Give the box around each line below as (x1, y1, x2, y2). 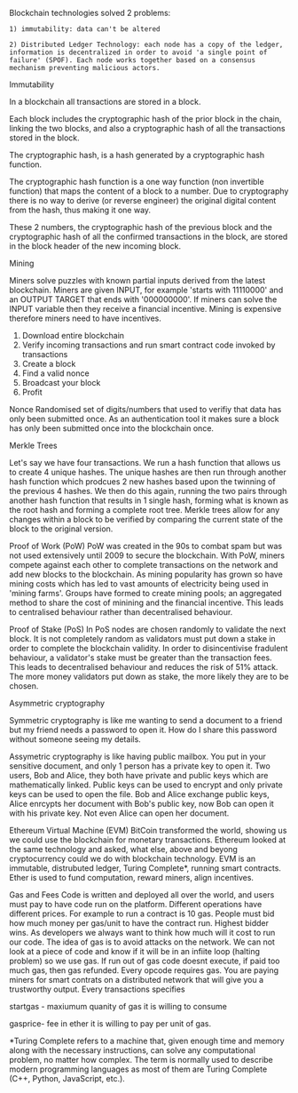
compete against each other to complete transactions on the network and (9, 560, 278, 570)
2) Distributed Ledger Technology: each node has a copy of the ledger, (9, 40, 284, 49)
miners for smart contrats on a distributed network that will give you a (9, 975, 264, 985)
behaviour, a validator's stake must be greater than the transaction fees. (9, 652, 272, 663)
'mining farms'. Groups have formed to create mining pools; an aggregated (9, 588, 282, 598)
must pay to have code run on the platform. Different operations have (9, 899, 263, 909)
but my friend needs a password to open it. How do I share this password (9, 724, 278, 735)
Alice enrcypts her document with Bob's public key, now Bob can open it (9, 799, 275, 809)
